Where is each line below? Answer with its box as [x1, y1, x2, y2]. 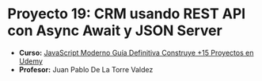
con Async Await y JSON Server [7, 21, 222, 40]
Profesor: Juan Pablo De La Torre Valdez [18, 64, 154, 74]
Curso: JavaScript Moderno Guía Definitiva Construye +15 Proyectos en [18, 48, 254, 57]
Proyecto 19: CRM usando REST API [7, 5, 246, 23]
